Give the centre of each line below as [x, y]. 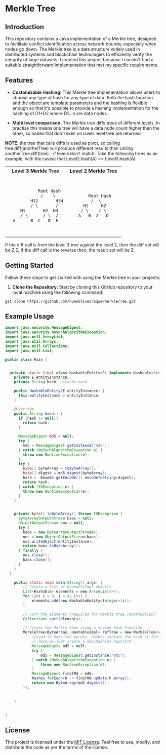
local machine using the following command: [58, 292]
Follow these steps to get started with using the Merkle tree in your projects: [83, 278]
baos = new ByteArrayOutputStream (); [62, 532]
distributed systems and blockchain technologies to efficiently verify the [79, 54]
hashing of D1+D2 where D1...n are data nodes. [60, 113]
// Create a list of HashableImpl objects [67, 587]
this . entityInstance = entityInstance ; [59, 396]
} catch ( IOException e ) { [46, 487]
